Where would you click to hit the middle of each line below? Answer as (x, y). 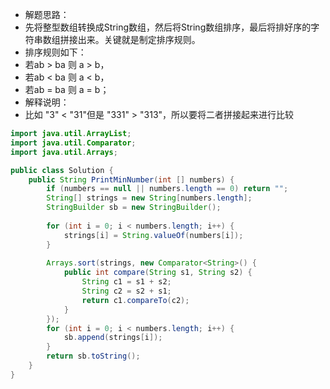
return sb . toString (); (93, 356)
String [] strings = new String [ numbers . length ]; (149, 198)
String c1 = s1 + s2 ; (126, 282)
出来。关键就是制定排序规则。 (139, 39)
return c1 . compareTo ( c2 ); (135, 300)
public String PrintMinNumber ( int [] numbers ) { (131, 179)
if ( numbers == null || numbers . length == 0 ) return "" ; (167, 189)
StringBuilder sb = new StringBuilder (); (134, 208)
